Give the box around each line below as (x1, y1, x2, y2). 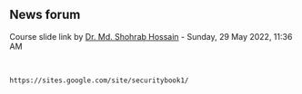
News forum (9, 7, 81, 23)
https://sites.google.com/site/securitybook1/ (9, 76, 189, 85)
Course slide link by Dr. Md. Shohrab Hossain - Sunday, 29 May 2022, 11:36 (9, 31, 293, 42)
